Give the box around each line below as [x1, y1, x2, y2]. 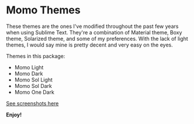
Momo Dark [14, 70, 43, 77]
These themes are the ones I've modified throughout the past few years [6, 23, 179, 30]
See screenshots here [6, 100, 59, 107]
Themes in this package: [6, 52, 65, 59]
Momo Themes [6, 3, 81, 17]
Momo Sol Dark [14, 82, 53, 89]
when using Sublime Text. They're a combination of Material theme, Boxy [6, 29, 182, 36]
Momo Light [14, 63, 44, 70]
